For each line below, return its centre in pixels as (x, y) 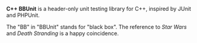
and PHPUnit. (23, 15)
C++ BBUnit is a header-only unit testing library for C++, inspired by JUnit (99, 9)
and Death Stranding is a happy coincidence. (63, 33)
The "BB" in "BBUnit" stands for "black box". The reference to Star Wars (96, 27)
